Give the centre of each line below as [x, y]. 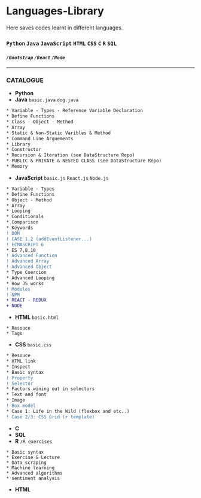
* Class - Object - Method [40, 122]
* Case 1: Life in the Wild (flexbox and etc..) [68, 411]
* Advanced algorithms [34, 473]
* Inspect [19, 367]
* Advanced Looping [31, 278]
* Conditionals [25, 217]
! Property [20, 378]
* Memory [17, 167]
